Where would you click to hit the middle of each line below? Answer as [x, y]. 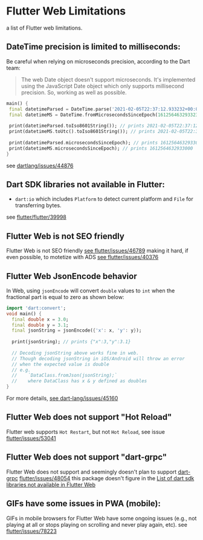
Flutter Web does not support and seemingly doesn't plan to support [92, 472]
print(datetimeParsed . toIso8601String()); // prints [77, 126]
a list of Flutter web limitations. [44, 28]
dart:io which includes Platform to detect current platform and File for [104, 199]
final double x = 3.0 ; [40, 319]
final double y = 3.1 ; [40, 325]
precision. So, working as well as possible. [74, 92]
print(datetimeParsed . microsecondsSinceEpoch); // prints [83, 143]
